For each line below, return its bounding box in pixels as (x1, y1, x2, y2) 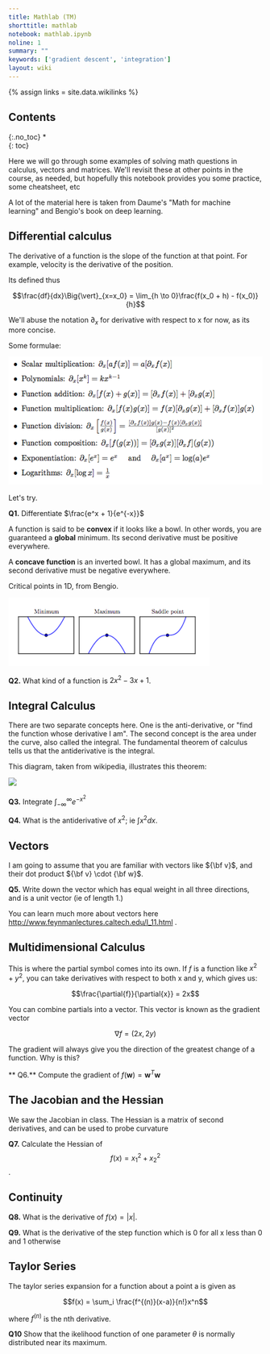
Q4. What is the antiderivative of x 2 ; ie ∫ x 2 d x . (8, 814, 158, 826)
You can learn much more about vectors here (8, 908, 159, 919)
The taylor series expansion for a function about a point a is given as (8, 1281, 236, 1290)
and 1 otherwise (8, 1236, 61, 1246)
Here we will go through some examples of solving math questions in (8, 156, 238, 165)
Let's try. (8, 493, 38, 502)
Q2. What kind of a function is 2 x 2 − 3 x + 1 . (8, 674, 152, 685)
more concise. (8, 325, 56, 335)
